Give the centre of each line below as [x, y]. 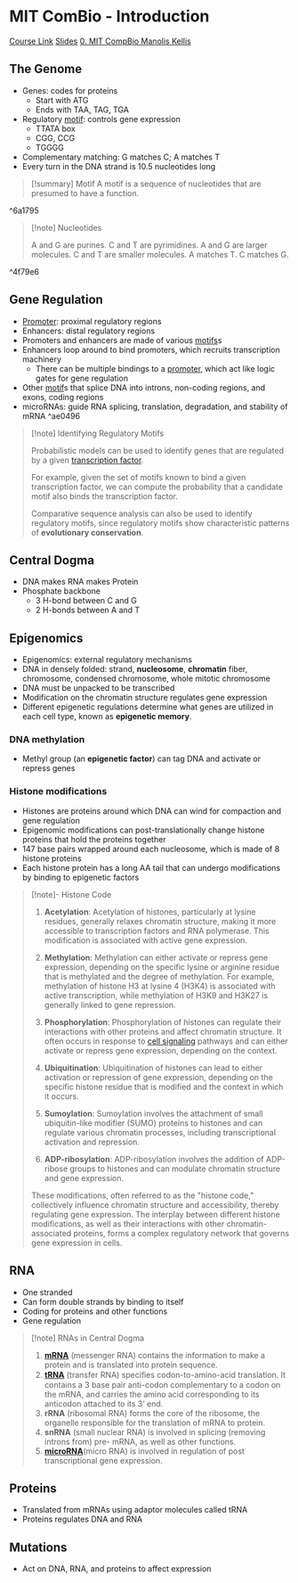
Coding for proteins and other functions [95, 1311]
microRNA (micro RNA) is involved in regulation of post [144, 1451]
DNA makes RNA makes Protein [80, 582]
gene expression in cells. [77, 1243]
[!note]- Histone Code [71, 894]
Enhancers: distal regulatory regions [89, 331]
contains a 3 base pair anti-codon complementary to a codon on [162, 1384]
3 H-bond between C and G [86, 601]
